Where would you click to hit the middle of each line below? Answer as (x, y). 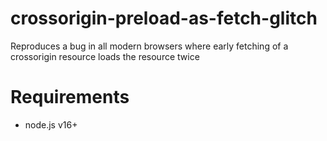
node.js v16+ (51, 124)
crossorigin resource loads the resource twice (105, 56)
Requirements (70, 97)
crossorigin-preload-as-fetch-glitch (164, 18)
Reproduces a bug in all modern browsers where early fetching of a (149, 46)
